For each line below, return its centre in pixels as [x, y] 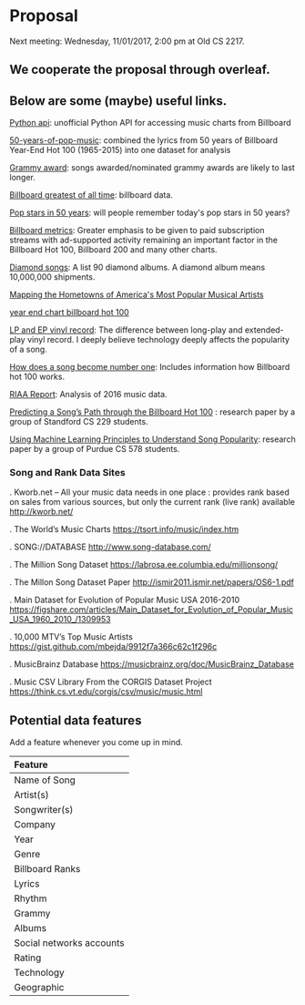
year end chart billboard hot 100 [69, 313]
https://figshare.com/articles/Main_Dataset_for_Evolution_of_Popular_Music [152, 610]
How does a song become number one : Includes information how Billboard [150, 367]
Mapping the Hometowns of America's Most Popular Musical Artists [137, 295]
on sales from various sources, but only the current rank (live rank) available [152, 502]
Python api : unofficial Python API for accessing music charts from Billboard [150, 123]
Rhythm [30, 898]
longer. [23, 178]
